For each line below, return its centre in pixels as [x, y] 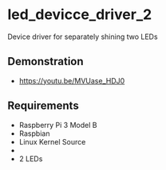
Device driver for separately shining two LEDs [83, 37]
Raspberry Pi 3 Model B [58, 125]
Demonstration [46, 62]
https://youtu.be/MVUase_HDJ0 [72, 80]
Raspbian [34, 133]
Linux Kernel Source [52, 141]
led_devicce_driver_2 [80, 15]
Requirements [43, 106]
